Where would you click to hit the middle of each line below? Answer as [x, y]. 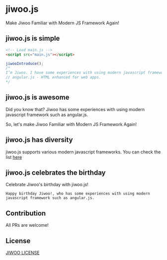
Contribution [26, 213]
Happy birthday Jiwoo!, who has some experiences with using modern [78, 194]
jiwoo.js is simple [33, 38]
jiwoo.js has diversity [39, 140]
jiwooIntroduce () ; [25, 64]
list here [14, 157]
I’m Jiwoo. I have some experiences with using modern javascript [76, 73]
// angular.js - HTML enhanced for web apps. [53, 77]
